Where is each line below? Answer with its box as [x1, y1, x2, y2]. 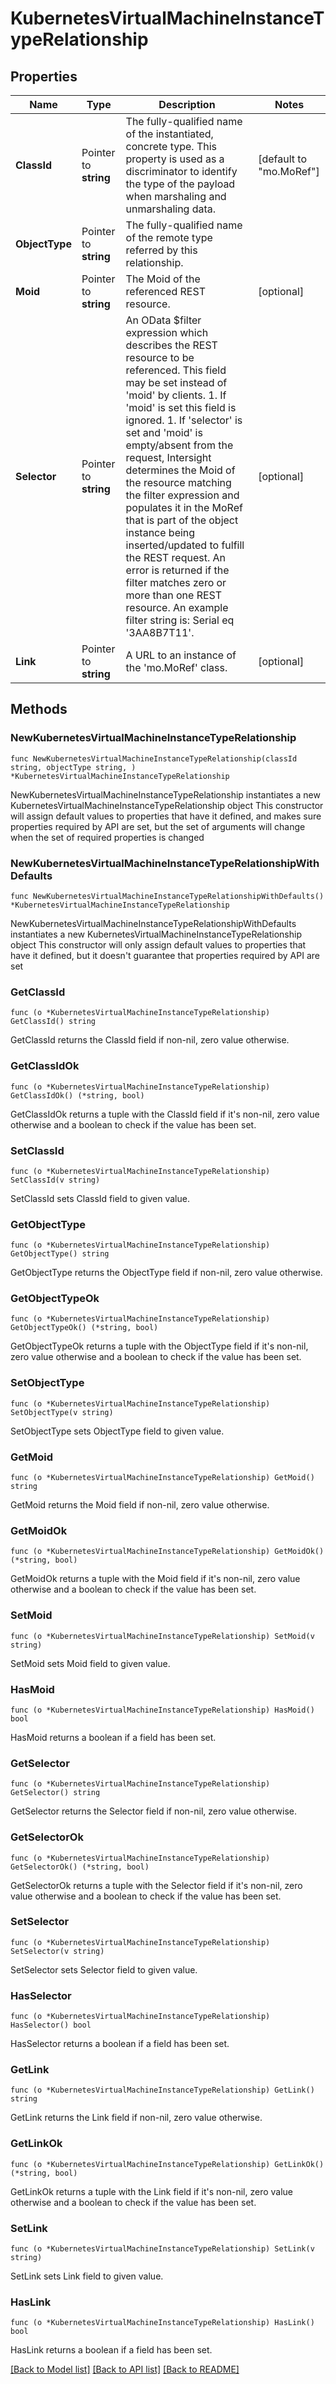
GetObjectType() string [10, 1249, 110, 1259]
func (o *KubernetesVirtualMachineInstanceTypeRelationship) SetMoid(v [10, 1631, 315, 1641]
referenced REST [125, 285, 206, 298]
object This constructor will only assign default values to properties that [10, 938, 307, 951]
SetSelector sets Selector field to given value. [10, 1963, 198, 1976]
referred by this [125, 243, 198, 257]
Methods [10, 701, 68, 718]
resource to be [125, 351, 195, 364]
